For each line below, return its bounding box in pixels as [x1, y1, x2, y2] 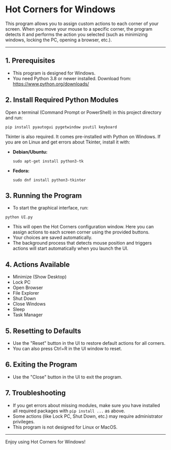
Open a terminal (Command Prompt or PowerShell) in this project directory [5, 109, 162, 115]
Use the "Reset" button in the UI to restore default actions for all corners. [12, 340, 165, 346]
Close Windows [12, 301, 46, 307]
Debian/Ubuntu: [12, 149, 48, 155]
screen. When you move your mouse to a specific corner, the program [5, 26, 153, 32]
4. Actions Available [5, 260, 70, 269]
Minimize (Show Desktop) [12, 274, 67, 280]
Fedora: [12, 168, 30, 174]
